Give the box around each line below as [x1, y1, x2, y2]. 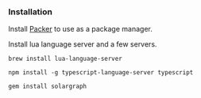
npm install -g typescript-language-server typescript [8, 69, 194, 77]
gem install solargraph [8, 82, 87, 91]
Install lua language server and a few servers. [8, 40, 157, 49]
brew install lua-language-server [8, 55, 123, 63]
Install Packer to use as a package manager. [8, 24, 153, 34]
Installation [8, 6, 53, 17]
